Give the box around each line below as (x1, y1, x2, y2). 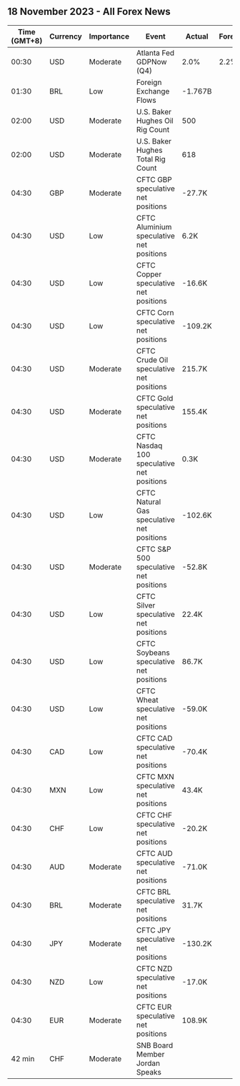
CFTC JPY (136, 925, 171, 935)
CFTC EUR (136, 1002, 172, 1012)
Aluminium (136, 221, 172, 231)
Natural (136, 496, 161, 506)
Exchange (136, 86, 170, 96)
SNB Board (136, 1040, 174, 1050)
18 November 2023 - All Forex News (7, 6, 171, 18)
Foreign (136, 77, 162, 87)
